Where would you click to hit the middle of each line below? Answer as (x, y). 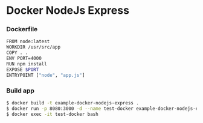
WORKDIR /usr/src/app (34, 47)
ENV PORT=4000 (24, 58)
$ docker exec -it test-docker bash (52, 114)
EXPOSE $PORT (23, 70)
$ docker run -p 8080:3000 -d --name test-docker (70, 109)
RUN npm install (27, 64)
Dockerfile (22, 29)
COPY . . (17, 53)
